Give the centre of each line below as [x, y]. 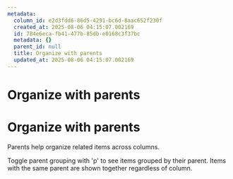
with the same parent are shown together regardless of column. [100, 168]
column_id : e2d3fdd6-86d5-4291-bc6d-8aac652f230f [88, 21]
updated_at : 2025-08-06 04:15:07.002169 [74, 60]
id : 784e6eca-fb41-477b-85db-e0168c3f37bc [77, 34]
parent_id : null [37, 47]
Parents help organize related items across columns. [84, 146]
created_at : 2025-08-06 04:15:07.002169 [74, 27]
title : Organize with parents [58, 54]
